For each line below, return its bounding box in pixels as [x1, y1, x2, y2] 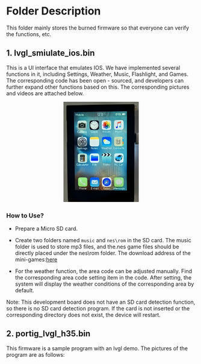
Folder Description [6, 4, 101, 18]
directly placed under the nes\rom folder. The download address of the [14, 249, 191, 257]
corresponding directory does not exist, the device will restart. [6, 312, 161, 319]
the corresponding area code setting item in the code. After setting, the [14, 274, 192, 281]
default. [14, 287, 34, 294]
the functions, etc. [6, 30, 52, 37]
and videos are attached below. [6, 89, 84, 97]
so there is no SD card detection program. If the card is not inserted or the [6, 305, 190, 312]
